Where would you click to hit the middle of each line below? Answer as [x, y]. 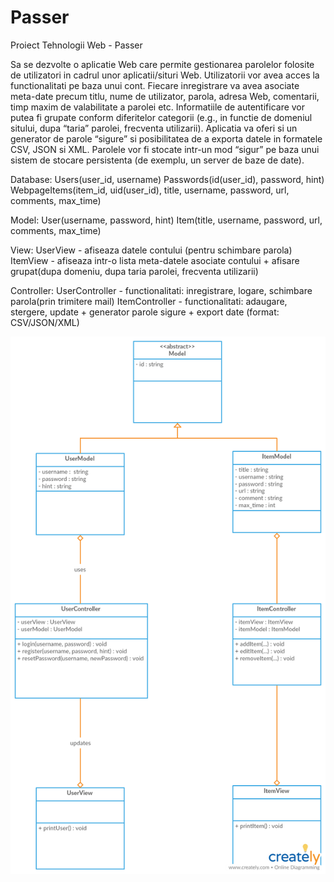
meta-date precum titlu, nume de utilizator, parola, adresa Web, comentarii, [165, 96]
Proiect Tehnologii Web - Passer [76, 45]
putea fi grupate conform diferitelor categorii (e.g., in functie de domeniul [161, 117]
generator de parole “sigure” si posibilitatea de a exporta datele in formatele [166, 138]
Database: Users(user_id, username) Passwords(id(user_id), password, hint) [167, 179]
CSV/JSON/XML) [45, 322]
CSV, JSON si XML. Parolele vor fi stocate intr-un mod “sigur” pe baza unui [165, 149]
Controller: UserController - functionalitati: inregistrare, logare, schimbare [161, 290]
